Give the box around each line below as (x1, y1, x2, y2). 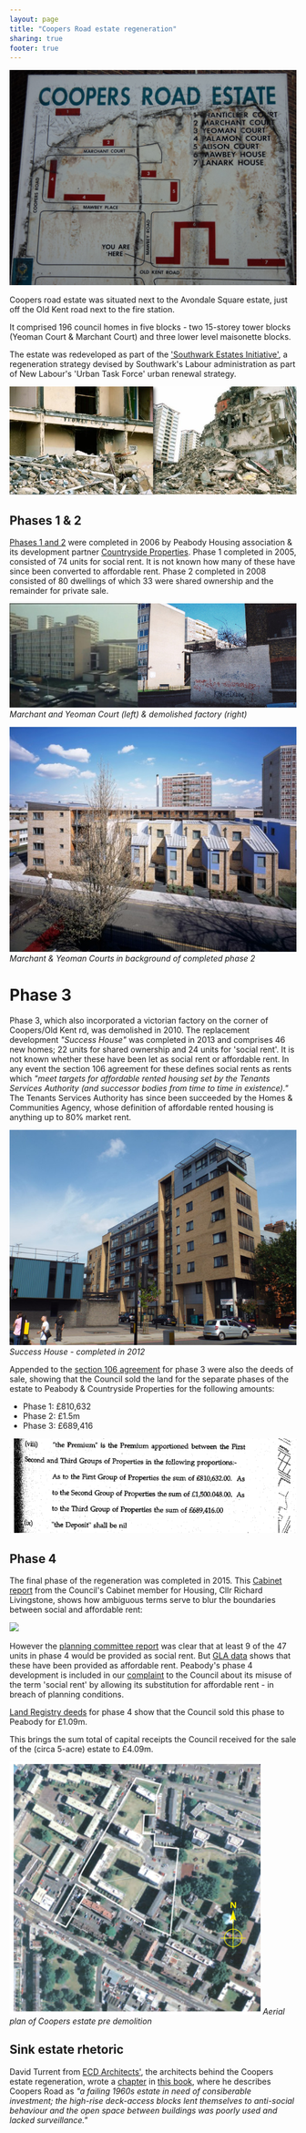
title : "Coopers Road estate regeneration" (9, 24, 178, 34)
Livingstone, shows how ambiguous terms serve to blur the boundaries (9, 1594, 276, 1605)
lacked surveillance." (9, 2114, 88, 2126)
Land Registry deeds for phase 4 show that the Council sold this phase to (9, 1706, 285, 1717)
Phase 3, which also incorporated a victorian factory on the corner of (9, 1015, 269, 1026)
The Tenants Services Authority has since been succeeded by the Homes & (9, 1093, 293, 1104)
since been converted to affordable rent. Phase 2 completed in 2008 (9, 566, 267, 577)
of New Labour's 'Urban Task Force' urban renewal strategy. (9, 369, 237, 380)
